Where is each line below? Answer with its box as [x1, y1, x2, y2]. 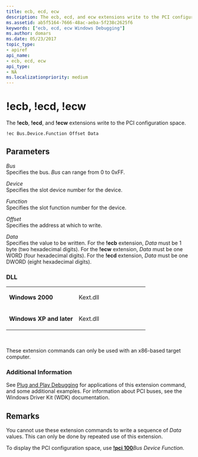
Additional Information [6, 368, 72, 376]
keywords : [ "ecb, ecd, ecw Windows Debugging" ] [6, 25, 126, 31]
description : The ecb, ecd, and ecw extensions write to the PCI [6, 14, 170, 20]
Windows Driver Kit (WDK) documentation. [6, 394, 110, 401]
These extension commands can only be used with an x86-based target [6, 347, 181, 354]
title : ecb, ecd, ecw [6, 8, 60, 15]
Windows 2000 [9, 293, 53, 301]
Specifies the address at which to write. [6, 222, 103, 229]
